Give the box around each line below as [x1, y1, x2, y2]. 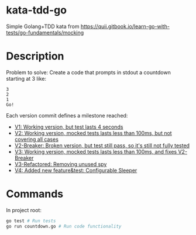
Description [6, 50, 64, 63]
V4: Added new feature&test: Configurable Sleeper [14, 167, 137, 174]
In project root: [6, 206, 42, 213]
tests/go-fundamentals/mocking [6, 29, 84, 36]
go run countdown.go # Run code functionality [6, 223, 122, 229]
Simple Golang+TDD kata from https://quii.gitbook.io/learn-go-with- [6, 23, 170, 30]
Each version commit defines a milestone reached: [6, 112, 128, 119]
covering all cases [14, 136, 59, 143]
